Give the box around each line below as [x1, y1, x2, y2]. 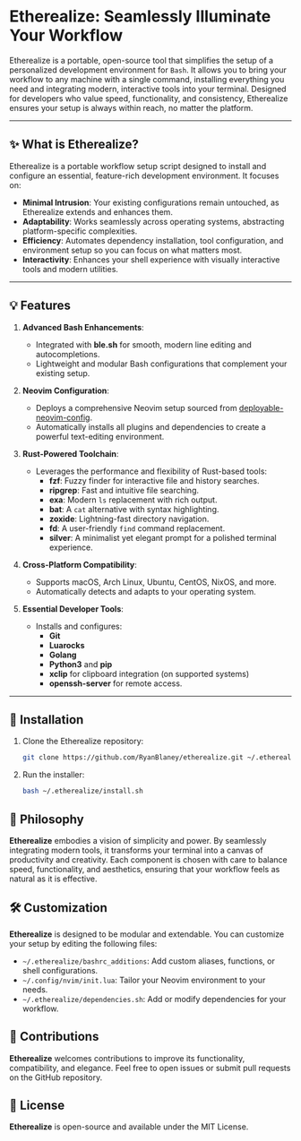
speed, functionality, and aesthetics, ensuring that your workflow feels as [9, 863, 280, 874]
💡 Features [9, 298, 72, 313]
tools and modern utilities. [21, 263, 119, 274]
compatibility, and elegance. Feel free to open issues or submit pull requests [9, 1062, 291, 1073]
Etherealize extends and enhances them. [21, 206, 173, 217]
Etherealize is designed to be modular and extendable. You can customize [9, 929, 285, 939]
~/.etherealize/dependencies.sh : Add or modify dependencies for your [21, 993, 287, 1004]
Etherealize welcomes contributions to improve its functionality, [9, 1052, 245, 1063]
